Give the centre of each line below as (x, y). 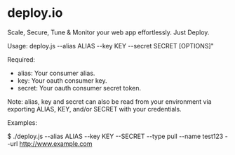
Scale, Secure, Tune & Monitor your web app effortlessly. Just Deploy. (108, 32)
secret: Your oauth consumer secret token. (79, 88)
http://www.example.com (56, 143)
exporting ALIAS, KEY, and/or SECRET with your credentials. (94, 109)
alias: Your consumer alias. (56, 73)
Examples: (22, 122)
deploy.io (35, 13)
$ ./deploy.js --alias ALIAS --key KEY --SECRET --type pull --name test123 (115, 136)
